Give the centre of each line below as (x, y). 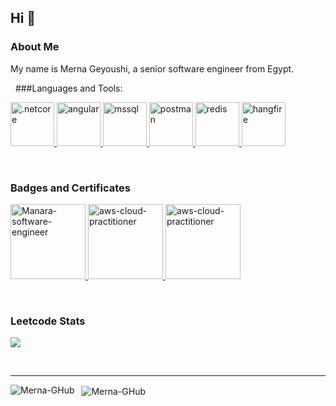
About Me (35, 47)
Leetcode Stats (48, 321)
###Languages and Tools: (68, 88)
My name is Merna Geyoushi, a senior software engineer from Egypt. (152, 68)
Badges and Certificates (70, 188)
